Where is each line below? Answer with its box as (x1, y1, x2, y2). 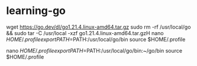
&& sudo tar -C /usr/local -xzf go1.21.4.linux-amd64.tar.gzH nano (6, 29, 164, 36)
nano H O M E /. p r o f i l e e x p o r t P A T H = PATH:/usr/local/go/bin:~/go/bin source (6, 47, 182, 54)
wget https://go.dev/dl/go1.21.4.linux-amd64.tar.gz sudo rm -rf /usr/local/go (6, 23, 191, 30)
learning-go (6, 4, 66, 18)
